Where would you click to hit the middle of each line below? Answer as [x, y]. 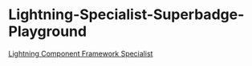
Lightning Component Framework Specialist [81, 53]
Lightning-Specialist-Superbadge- [126, 15]
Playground [47, 31]
